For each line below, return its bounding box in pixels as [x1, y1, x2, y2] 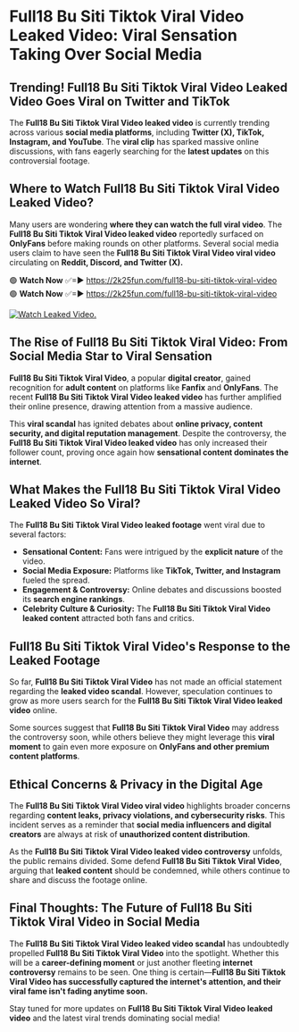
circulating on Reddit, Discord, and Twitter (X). [9, 256, 184, 267]
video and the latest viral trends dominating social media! [9, 1012, 220, 1023]
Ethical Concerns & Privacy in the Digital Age [9, 776, 263, 792]
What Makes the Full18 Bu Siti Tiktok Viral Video [9, 482, 281, 498]
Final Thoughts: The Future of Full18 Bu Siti [9, 901, 253, 916]
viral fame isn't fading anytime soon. [9, 986, 148, 996]
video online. [9, 705, 58, 716]
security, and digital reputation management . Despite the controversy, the [9, 427, 287, 439]
